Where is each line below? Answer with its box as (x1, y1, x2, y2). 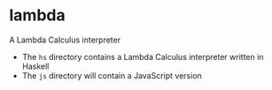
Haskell (21, 61, 50, 71)
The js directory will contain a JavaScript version (21, 70, 202, 80)
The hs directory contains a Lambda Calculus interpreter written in (21, 51, 264, 62)
